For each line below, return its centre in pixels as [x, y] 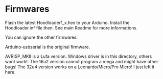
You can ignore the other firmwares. [41, 37]
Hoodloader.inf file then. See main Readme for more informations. [71, 27]
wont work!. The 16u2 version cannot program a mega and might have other [82, 61]
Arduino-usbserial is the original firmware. [48, 47]
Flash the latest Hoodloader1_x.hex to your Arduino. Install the [67, 23]
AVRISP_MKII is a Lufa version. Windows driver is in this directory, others [79, 56]
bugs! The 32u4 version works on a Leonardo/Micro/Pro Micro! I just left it [80, 67]
